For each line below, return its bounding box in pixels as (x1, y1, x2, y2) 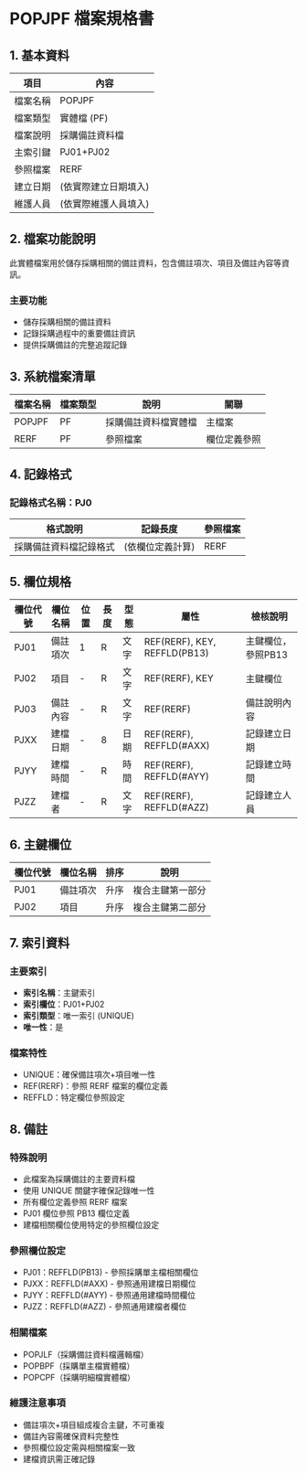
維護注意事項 (9, 1396, 67, 1409)
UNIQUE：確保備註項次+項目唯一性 (22, 1069, 156, 1080)
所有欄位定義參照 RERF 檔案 (22, 1196, 128, 1207)
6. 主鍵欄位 (9, 837, 72, 852)
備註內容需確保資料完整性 (22, 1430, 120, 1441)
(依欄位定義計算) (123, 540, 196, 553)
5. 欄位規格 (9, 574, 71, 590)
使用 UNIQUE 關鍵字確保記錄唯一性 (22, 1185, 155, 1196)
